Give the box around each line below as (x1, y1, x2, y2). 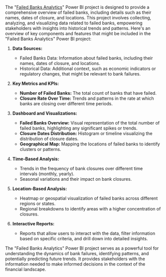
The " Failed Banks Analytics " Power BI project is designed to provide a (5, 4, 150, 10)
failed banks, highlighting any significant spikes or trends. (19, 125, 138, 131)
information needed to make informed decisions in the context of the (5, 261, 145, 267)
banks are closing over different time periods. (19, 101, 113, 106)
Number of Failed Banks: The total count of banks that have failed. (19, 90, 157, 96)
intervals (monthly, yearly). (19, 171, 75, 177)
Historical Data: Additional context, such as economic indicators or (19, 66, 156, 71)
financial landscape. (5, 267, 46, 272)
